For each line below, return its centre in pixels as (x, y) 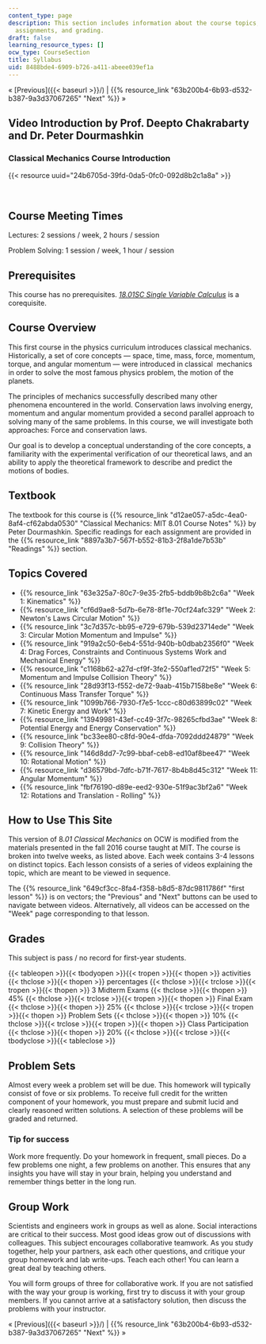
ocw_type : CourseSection (49, 52)
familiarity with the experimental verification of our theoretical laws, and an (130, 454)
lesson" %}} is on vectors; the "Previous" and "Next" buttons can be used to (133, 897)
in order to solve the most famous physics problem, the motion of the (121, 372)
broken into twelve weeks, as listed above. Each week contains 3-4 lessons (131, 856)
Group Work (39, 1207)
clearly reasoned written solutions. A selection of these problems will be (126, 1110)
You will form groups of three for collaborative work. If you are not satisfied (131, 1284)
